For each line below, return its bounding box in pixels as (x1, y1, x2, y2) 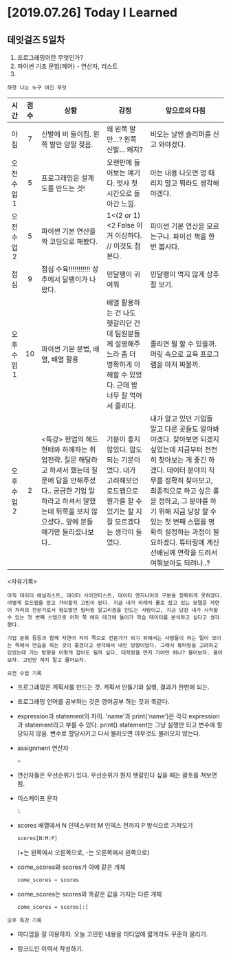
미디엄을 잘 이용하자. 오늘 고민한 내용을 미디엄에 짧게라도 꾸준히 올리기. (16, 929, 208, 938)
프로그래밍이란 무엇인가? (16, 54, 84, 61)
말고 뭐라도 (164, 179, 199, 188)
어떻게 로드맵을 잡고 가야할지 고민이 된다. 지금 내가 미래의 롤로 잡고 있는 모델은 (7, 599, 208, 606)
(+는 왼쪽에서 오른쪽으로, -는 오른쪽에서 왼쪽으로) (16, 848, 150, 857)
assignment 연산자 (16, 744, 69, 752)
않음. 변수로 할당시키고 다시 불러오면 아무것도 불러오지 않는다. (35, 729, 201, 737)
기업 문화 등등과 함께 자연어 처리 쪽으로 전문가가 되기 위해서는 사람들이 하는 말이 (7, 635, 209, 641)
